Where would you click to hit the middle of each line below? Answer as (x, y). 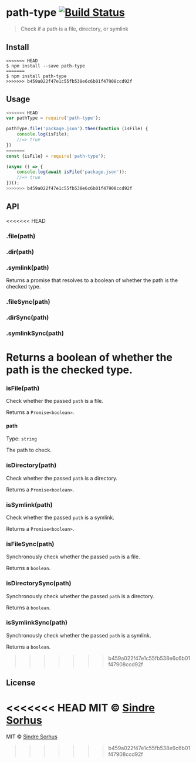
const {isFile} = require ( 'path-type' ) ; (56, 156)
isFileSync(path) (30, 544)
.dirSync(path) (28, 317)
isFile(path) (23, 388)
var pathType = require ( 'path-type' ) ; (53, 118)
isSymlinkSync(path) (37, 623)
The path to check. (29, 450)
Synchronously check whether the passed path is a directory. (80, 596)
